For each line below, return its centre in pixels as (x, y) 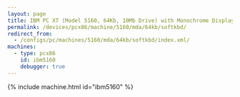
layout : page (27, 14)
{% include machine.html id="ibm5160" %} (71, 86)
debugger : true (43, 67)
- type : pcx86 (35, 54)
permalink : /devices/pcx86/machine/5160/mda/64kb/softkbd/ (97, 27)
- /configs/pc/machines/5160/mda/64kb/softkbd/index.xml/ (102, 40)
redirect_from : (30, 34)
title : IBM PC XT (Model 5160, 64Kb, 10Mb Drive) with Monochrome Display (121, 21)
